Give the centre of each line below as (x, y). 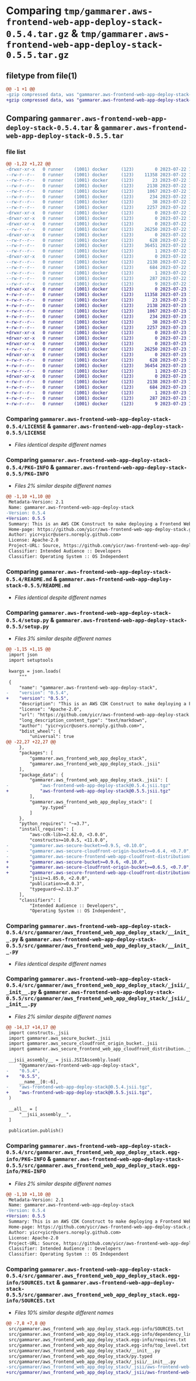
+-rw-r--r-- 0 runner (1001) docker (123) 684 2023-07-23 (96, 387)
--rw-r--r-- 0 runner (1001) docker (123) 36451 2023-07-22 (96, 246)
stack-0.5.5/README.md (38, 585)
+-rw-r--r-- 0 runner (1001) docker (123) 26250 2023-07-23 (96, 349)
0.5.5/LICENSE (26, 433)
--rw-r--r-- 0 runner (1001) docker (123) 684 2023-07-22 (96, 267)
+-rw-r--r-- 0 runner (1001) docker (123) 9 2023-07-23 (96, 404)
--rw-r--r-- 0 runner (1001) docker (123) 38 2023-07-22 (96, 202)
